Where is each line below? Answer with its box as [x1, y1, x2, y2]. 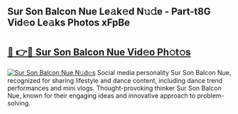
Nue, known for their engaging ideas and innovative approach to [7, 91, 196, 100]
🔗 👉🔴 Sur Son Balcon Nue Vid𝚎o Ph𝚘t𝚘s [7, 46, 191, 58]
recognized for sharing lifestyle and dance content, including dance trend [7, 76, 222, 84]
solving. [7, 99, 31, 107]
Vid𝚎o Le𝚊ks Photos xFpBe [7, 17, 130, 29]
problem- [197, 91, 225, 100]
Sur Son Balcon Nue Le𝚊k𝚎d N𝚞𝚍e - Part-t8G [7, 6, 211, 18]
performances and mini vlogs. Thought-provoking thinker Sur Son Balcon [7, 84, 222, 92]
